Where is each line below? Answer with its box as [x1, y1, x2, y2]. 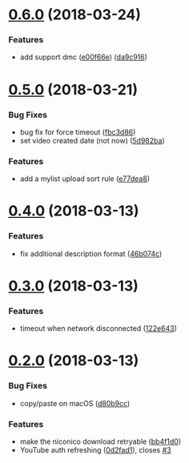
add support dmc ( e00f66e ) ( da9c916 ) [19, 52, 148, 62]
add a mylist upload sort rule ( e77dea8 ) [19, 174, 151, 183]
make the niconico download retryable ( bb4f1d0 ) [19, 437, 182, 446]
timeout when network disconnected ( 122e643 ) [19, 324, 178, 333]
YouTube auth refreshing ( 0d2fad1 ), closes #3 [19, 445, 171, 455]
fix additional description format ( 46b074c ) [19, 248, 163, 258]
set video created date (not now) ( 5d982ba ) [19, 135, 166, 145]
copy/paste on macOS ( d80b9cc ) [19, 398, 131, 408]
